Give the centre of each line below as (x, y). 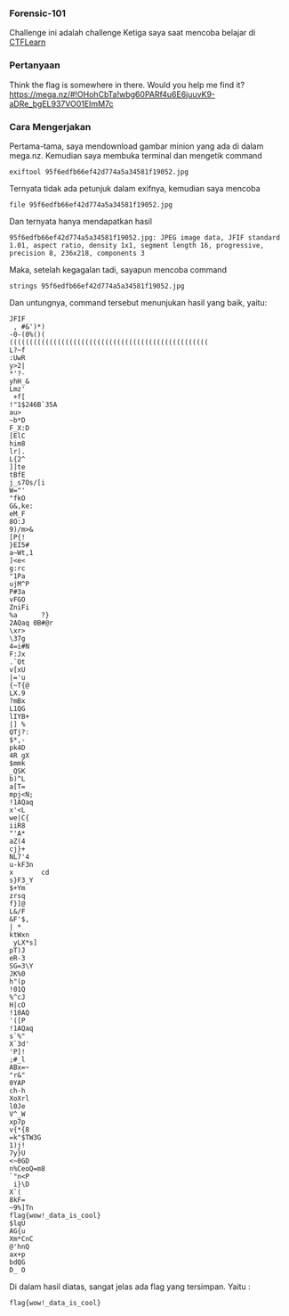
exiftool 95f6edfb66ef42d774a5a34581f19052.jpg (99, 172)
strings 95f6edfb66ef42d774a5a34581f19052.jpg (97, 286)
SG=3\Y (21, 966)
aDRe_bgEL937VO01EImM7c (61, 103)
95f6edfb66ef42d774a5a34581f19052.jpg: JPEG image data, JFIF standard (144, 237)
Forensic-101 (38, 13)
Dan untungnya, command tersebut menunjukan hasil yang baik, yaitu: (138, 302)
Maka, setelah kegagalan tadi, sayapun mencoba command (118, 269)
